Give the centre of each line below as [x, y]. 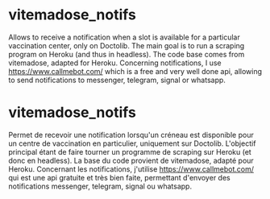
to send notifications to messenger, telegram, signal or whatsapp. [117, 80]
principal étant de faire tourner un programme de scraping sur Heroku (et [130, 151]
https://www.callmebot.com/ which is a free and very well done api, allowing [135, 71]
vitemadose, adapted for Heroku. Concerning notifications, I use [115, 63]
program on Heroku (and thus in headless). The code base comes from [127, 54]
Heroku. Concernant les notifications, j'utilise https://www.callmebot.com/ [131, 169]
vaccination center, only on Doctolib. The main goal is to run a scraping [127, 45]
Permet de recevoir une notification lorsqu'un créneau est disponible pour [131, 135]
